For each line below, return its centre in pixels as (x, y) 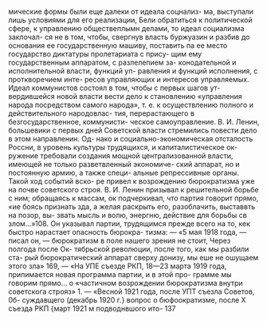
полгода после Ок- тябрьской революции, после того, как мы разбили (129, 249)
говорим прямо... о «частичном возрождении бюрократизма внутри (126, 283)
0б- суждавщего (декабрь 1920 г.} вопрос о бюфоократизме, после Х (127, 300)
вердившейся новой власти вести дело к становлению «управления (126, 96)
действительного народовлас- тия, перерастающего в (102, 113)
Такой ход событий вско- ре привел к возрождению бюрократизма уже (132, 181)
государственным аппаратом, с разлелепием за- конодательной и (122, 62)
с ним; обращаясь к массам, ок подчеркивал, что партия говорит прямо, (133, 198)
